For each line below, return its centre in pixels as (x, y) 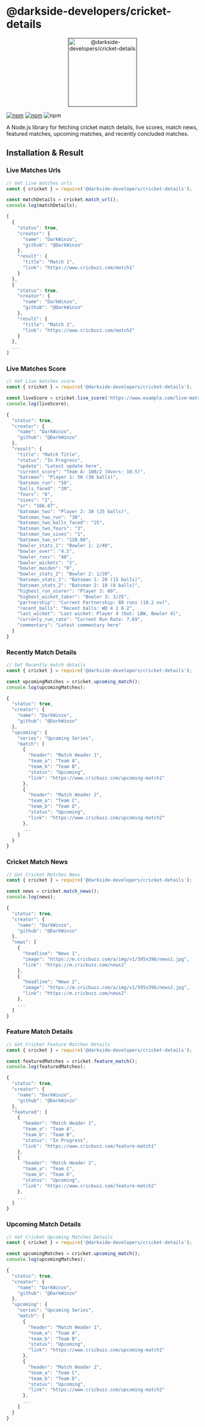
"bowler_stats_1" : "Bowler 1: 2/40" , (65, 546)
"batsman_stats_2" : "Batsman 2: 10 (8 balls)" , (79, 585)
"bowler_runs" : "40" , (45, 557)
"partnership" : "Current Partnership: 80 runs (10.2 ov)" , (94, 602)
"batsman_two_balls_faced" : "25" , (61, 523)
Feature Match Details (40, 1032)
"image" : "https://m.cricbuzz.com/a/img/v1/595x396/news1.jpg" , (106, 959)
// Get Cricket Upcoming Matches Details (60, 1237)
